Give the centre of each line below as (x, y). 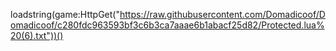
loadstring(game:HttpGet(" (65, 14)
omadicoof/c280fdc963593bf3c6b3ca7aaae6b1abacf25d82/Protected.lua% (167, 25)
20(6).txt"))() (37, 35)
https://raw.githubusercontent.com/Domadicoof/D (222, 14)
